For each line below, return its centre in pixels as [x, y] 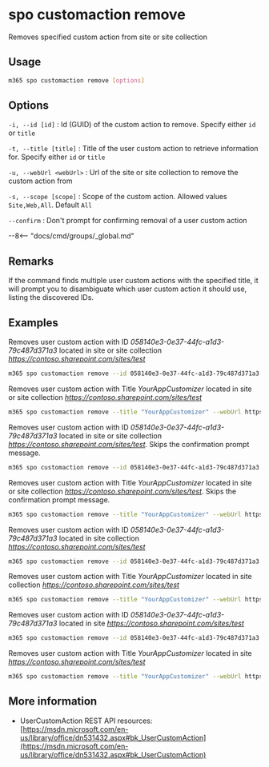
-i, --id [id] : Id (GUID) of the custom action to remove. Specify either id [132, 125]
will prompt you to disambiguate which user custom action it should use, [128, 289]
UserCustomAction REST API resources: [86, 721]
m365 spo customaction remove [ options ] [77, 80]
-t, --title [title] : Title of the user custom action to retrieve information [133, 149]
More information [53, 701]
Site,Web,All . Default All [50, 205]
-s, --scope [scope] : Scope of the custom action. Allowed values [118, 197]
